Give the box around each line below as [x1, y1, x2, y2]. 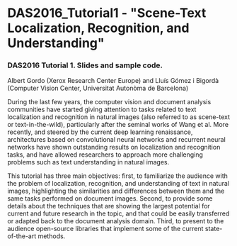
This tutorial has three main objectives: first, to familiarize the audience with [7, 172, 229, 180]
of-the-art [7, 232, 37, 240]
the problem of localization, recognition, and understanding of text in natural [7, 179, 230, 188]
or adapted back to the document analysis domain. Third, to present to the [7, 217, 224, 225]
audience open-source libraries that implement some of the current [7, 225, 204, 233]
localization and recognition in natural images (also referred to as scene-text [7, 113, 231, 121]
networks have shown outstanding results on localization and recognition [7, 143, 221, 152]
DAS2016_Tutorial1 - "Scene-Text [7, 5, 207, 21]
